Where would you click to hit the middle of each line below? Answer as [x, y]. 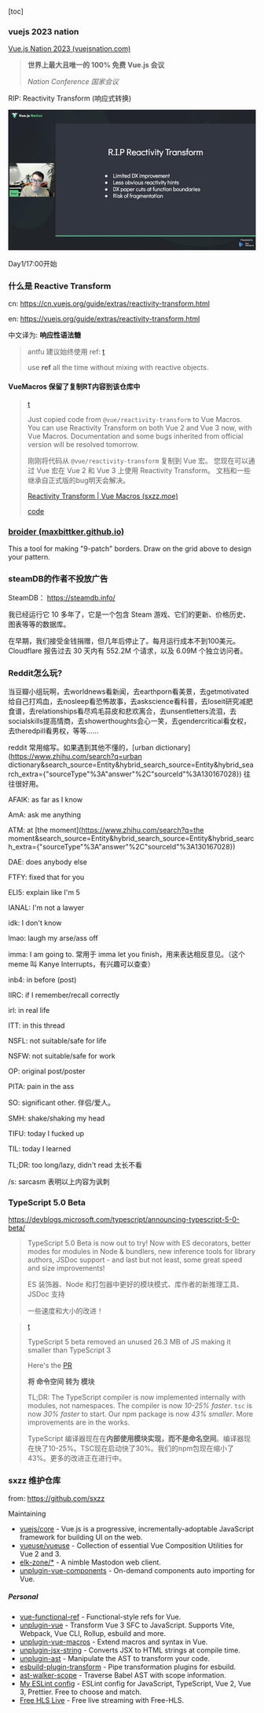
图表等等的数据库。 [39, 624]
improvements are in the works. [79, 1422]
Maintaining [27, 1513]
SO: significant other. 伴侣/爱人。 [62, 1102]
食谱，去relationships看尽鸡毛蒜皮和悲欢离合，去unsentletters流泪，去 [123, 711]
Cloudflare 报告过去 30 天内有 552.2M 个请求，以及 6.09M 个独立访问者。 [128, 651]
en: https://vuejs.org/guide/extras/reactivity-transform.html [104, 318]
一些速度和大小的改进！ [65, 1311]
